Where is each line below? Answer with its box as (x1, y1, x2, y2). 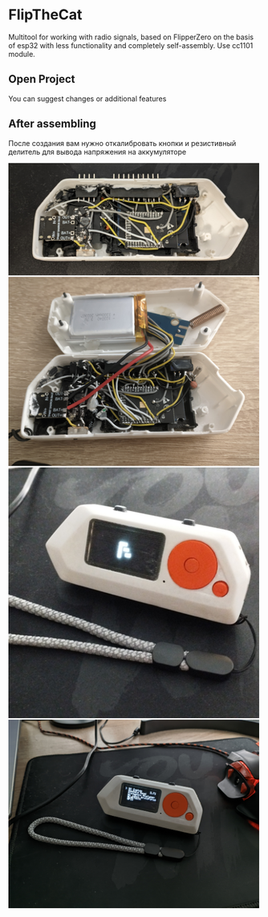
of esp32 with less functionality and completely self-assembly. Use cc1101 (8, 40, 254, 50)
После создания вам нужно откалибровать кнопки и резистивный (8, 138, 237, 148)
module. (8, 49, 36, 59)
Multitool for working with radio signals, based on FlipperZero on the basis (8, 32, 254, 42)
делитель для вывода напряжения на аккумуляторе (8, 147, 187, 156)
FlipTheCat (8, 6, 83, 24)
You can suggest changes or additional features (8, 94, 167, 103)
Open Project (8, 72, 75, 86)
